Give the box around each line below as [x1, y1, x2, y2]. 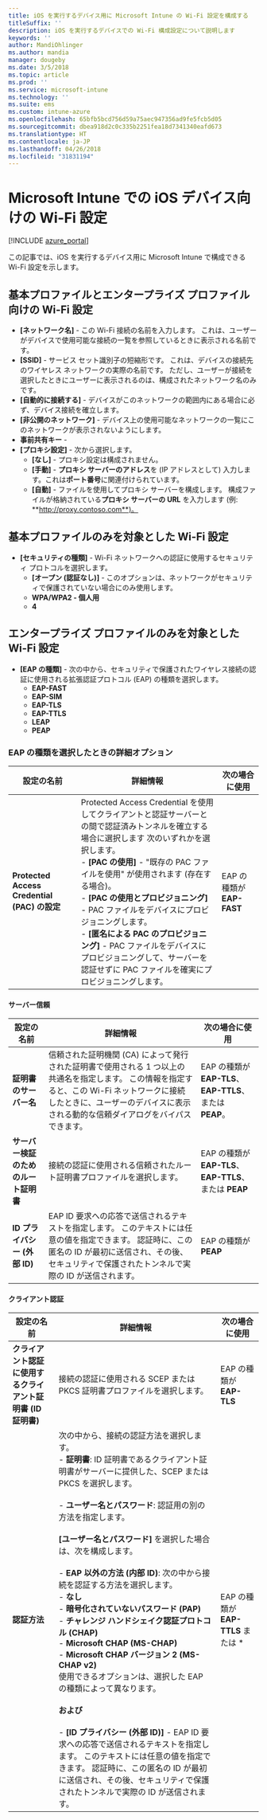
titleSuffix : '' [8, 19, 62, 27]
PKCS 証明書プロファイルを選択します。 [58, 1385, 209, 1396]
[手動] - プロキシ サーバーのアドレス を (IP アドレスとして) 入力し [31, 465, 244, 474]
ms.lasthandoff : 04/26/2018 [8, 145, 102, 153]
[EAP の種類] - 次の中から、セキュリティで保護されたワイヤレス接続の [19, 664, 250, 674]
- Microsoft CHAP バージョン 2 [58, 1650, 177, 1661]
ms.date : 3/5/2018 [8, 64, 69, 72]
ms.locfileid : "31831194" [8, 152, 94, 160]
